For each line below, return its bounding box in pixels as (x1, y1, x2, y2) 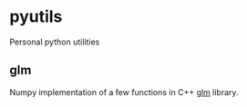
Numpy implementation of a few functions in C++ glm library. (9, 86, 239, 97)
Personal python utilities (9, 36, 100, 47)
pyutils (9, 6, 63, 27)
